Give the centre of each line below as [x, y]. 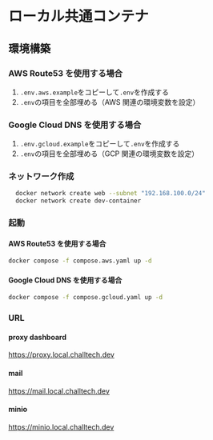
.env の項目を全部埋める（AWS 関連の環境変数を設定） [110, 102]
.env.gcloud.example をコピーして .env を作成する [100, 144]
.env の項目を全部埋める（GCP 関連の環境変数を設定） [109, 154]
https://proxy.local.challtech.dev [61, 355]
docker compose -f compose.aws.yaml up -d [80, 261]
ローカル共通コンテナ [79, 16]
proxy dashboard [37, 337]
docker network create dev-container [78, 201]
